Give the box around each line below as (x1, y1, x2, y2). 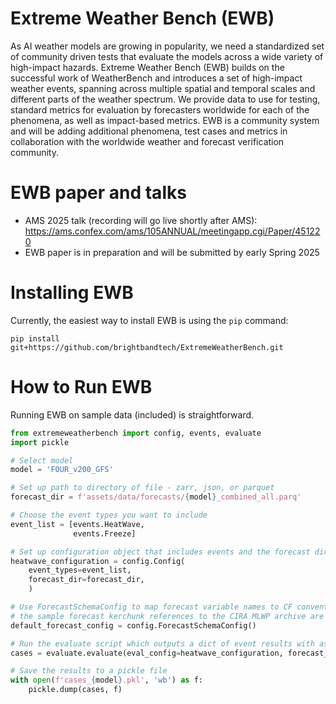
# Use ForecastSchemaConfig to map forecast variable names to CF (10, 602, 293, 612)
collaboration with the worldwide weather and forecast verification (10, 135, 285, 147)
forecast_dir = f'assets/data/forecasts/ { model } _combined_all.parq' (10, 492, 302, 502)
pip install (10, 333, 60, 344)
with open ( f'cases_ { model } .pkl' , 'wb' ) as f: (10, 675, 203, 686)
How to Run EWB (10, 376, 153, 398)
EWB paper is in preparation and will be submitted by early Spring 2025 (24, 246, 320, 258)
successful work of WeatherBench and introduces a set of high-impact (10, 72, 303, 84)
